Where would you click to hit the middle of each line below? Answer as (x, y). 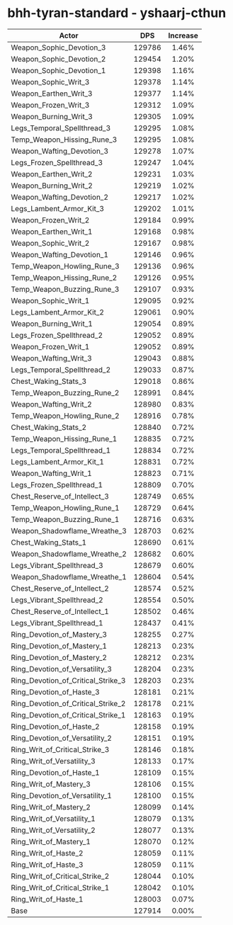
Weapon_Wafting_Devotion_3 (59, 151)
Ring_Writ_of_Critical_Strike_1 (60, 887)
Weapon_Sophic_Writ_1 (50, 300)
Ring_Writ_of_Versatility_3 (53, 761)
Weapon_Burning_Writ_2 (52, 186)
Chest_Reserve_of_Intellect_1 (60, 611)
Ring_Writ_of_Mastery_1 (51, 841)
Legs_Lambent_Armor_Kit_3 (58, 208)
